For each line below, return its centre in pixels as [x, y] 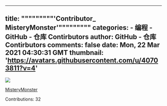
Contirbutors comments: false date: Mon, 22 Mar [83, 45]
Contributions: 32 [23, 99]
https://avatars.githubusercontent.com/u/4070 [83, 61]
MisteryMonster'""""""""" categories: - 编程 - [79, 28]
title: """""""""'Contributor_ [50, 19]
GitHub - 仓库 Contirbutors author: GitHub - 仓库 [81, 37]
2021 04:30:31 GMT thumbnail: [54, 53]
